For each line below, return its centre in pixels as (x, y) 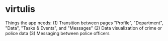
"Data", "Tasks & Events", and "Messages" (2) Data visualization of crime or (84, 28)
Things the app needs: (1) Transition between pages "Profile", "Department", (84, 23)
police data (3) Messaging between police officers (57, 33)
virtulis (20, 9)
